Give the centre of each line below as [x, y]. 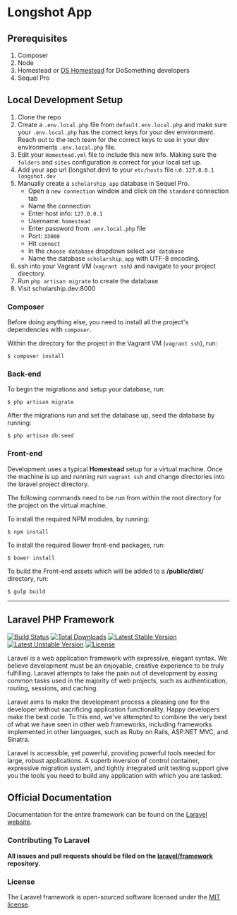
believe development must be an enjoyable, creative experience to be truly [116, 666]
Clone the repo [39, 117]
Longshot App [50, 12]
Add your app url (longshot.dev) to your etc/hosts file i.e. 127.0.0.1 [116, 170]
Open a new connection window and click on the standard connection [128, 191]
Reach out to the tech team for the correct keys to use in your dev [113, 139]
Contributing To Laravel [49, 840]
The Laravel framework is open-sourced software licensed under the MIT [114, 897]
